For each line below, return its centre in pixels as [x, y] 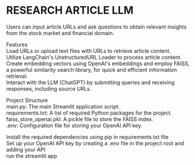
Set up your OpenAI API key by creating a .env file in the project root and [95, 143]
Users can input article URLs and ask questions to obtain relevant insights [97, 27]
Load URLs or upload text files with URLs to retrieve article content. [89, 50]
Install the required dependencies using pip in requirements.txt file [87, 137]
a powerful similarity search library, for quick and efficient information [92, 69]
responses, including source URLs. [49, 88]
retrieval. [17, 76]
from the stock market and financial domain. [60, 33]
